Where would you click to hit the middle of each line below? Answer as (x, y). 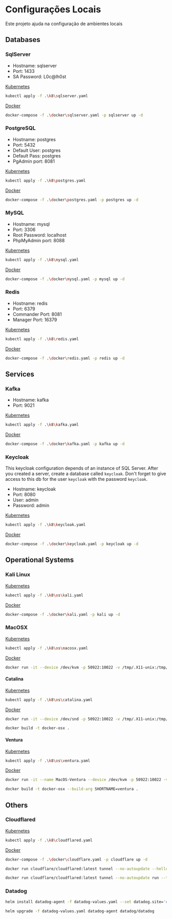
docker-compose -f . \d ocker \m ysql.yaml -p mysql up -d (65, 279)
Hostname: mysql (31, 224)
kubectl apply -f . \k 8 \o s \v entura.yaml (48, 760)
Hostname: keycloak (34, 489)
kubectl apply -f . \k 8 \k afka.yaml (42, 425)
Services (20, 374)
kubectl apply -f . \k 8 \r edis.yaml (42, 339)
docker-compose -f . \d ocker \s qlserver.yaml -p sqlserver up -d (74, 115)
